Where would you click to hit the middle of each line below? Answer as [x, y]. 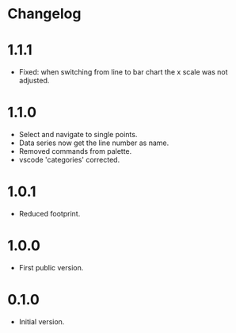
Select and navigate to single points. [78, 135]
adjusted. [34, 81]
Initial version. [42, 321]
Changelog [44, 14]
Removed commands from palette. [75, 151]
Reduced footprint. [49, 214]
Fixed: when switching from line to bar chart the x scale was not [123, 72]
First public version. [51, 267]
